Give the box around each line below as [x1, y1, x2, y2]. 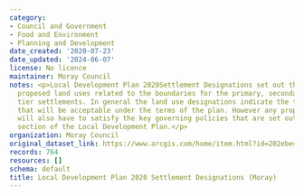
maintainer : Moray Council [9, 72, 111, 81]
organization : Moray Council [9, 131, 119, 140]
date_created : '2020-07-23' [9, 47, 116, 56]
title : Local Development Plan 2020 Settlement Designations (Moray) [9, 173, 278, 182]
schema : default [9, 164, 71, 173]
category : [9, 13, 47, 23]
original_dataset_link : [9, 139, 100, 148]
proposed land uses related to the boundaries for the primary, [17, 89, 265, 98]
